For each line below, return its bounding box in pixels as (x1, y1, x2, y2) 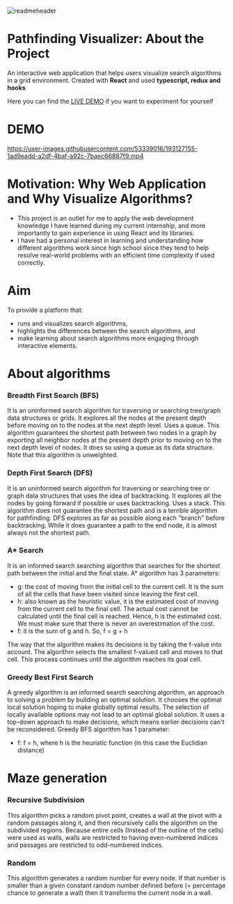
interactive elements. (17, 341, 78, 349)
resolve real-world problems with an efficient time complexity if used (17, 251, 215, 259)
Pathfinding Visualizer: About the (7, 31, 204, 47)
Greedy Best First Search (7, 672, 94, 682)
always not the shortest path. (7, 528, 91, 537)
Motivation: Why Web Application (7, 176, 207, 192)
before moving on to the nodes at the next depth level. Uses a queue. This (7, 421, 220, 429)
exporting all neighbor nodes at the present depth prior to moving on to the (7, 436, 223, 445)
